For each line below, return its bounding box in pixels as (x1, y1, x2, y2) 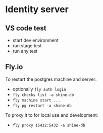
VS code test (5, 24, 46, 32)
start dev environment (12, 37, 59, 43)
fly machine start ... (12, 97, 61, 103)
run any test (12, 48, 38, 54)
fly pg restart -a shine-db (12, 103, 72, 108)
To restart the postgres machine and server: (5, 76, 97, 82)
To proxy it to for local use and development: (5, 112, 98, 118)
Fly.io (5, 62, 23, 72)
